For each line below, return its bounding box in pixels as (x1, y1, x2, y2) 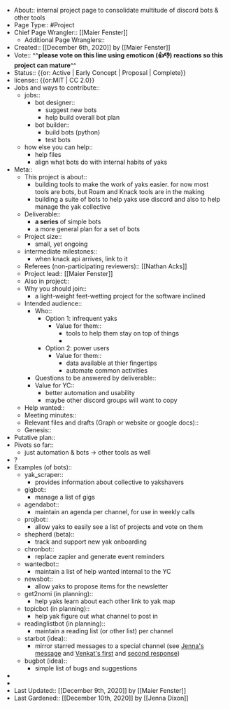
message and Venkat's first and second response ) (34, 649, 180, 657)
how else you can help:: (24, 143, 93, 151)
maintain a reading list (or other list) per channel (34, 627, 173, 635)
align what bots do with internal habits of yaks (34, 158, 168, 166)
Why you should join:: (24, 284, 87, 293)
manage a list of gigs (34, 493, 96, 501)
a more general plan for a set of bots (34, 225, 141, 233)
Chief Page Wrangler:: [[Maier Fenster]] (13, 28, 128, 36)
